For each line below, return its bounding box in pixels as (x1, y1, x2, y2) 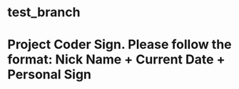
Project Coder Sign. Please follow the (7, 37, 232, 53)
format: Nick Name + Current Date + (7, 52, 225, 68)
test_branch (7, 4, 81, 20)
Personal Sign (7, 66, 91, 83)
